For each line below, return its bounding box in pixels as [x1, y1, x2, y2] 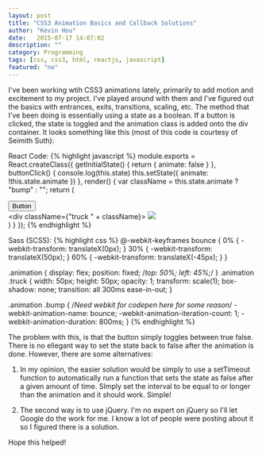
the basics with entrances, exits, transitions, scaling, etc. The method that [8, 102, 250, 111]
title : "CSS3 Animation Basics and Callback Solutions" [8, 19, 197, 27]
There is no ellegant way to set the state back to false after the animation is [8, 341, 254, 350]
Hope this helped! [8, 438, 67, 447]
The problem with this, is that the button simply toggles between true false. [8, 332, 254, 341]
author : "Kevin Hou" [8, 26, 77, 34]
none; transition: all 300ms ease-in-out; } [37, 284, 173, 294]
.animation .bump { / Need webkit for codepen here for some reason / [8, 299, 233, 310]
